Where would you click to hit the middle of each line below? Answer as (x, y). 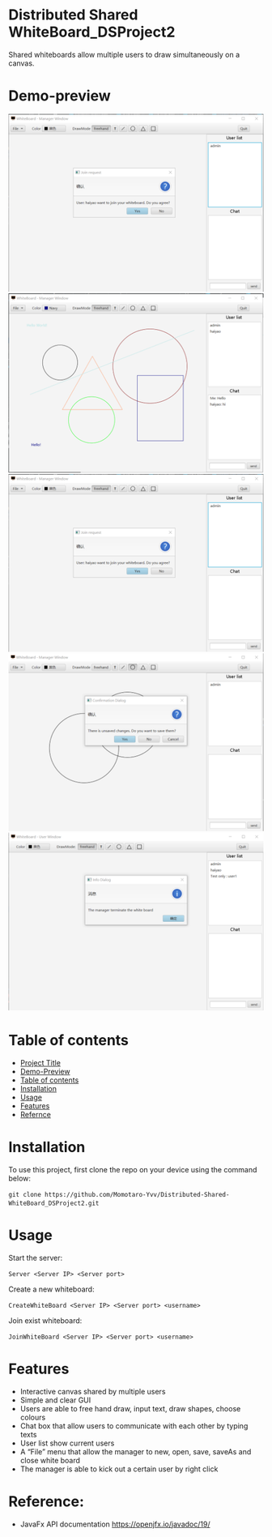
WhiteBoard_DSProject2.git (54, 1203)
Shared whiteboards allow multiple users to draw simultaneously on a (124, 54)
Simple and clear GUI (55, 1400)
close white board (50, 1460)
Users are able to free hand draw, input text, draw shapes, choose (130, 1408)
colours (33, 1417)
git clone (25, 1194)
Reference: (47, 1501)
